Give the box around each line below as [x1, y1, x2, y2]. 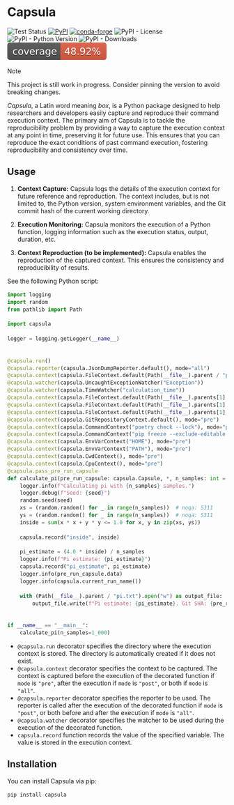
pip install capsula [7, 791, 68, 798]
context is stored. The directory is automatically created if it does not [17, 649, 216, 657]
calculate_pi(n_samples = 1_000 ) [19, 629, 111, 636]
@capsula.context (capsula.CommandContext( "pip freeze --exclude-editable [7, 431, 226, 438]
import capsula [7, 321, 52, 328]
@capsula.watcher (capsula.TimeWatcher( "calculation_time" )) [7, 387, 186, 394]
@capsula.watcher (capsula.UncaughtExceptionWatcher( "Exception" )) [7, 379, 204, 387]
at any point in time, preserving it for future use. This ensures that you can [7, 130, 221, 139]
